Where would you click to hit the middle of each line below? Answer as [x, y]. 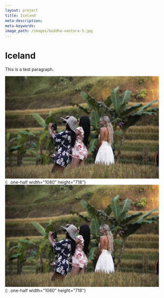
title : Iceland [20, 15]
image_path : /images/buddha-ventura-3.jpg [49, 31]
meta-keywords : [20, 26]
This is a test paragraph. [30, 69]
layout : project [21, 10]
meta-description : [24, 21]
